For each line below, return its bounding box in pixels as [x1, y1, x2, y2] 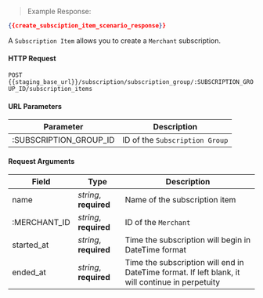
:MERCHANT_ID [12, 217, 70, 228]
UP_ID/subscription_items [8, 85, 92, 93]
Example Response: [27, 7, 92, 16]
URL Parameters [8, 101, 63, 111]
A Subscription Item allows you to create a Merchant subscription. [8, 35, 222, 45]
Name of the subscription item [124, 194, 236, 205]
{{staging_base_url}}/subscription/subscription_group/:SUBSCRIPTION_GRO [8, 78, 254, 86]
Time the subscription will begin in [124, 234, 251, 245]
